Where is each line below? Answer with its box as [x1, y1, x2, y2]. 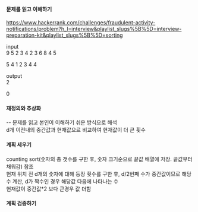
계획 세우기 [6, 141, 32, 148]
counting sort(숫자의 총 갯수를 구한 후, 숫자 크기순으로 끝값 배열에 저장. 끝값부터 [6, 155, 193, 163]
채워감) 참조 [6, 163, 34, 170]
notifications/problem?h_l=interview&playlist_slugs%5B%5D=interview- [6, 26, 182, 33]
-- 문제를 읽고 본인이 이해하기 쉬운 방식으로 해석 [6, 119, 118, 126]
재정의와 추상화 [6, 105, 42, 112]
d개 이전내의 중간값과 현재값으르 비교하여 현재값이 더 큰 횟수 [6, 126, 146, 134]
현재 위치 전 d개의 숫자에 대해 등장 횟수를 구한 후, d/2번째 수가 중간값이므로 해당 [6, 170, 192, 178]
